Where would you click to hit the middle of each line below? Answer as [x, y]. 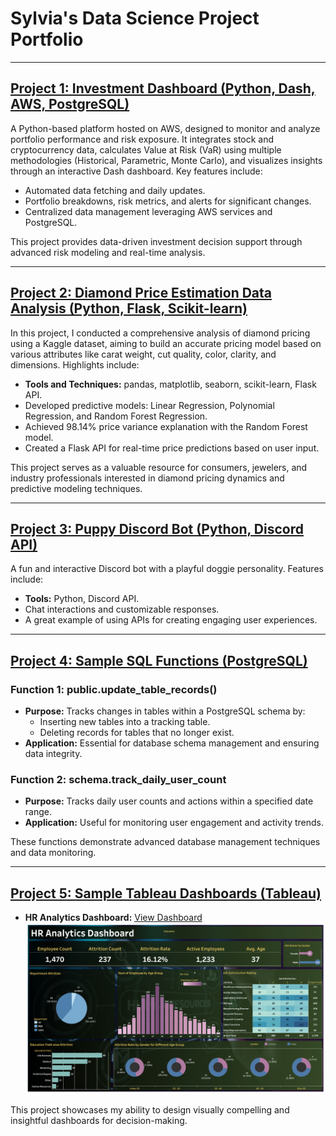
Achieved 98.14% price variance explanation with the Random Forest [166, 426]
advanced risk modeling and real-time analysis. [108, 252]
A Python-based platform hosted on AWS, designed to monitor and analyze [165, 128]
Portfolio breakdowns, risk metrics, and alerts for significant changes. [168, 201]
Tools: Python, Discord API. [82, 599]
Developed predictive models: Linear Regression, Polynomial [149, 405]
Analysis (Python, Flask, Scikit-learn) [129, 308]
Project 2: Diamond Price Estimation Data [141, 293]
